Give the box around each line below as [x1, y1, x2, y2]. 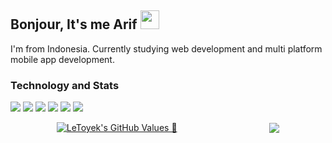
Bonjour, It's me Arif [10, 16, 138, 33]
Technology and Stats [10, 78, 120, 92]
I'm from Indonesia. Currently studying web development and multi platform [10, 42, 323, 55]
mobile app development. [10, 53, 115, 65]
